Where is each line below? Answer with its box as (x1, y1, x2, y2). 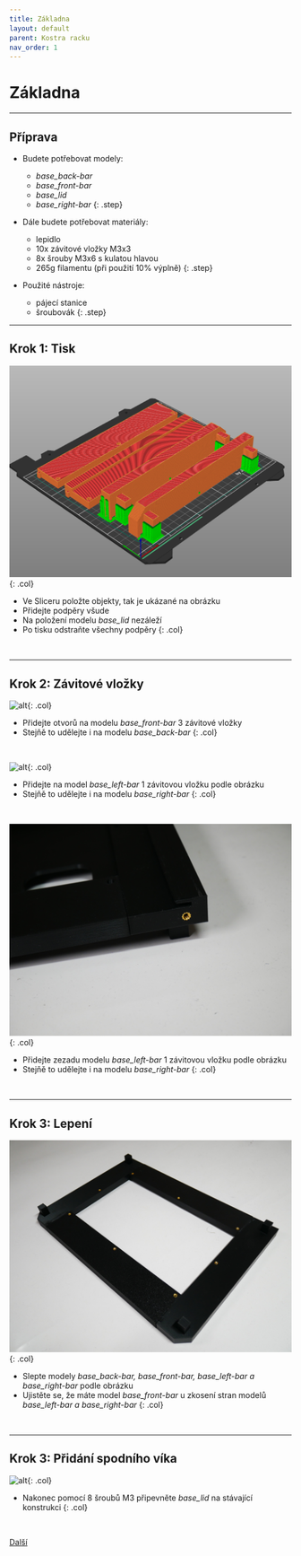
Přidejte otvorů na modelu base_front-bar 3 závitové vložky (21, 718, 243, 729)
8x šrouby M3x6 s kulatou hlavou (35, 253, 159, 264)
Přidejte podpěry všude (21, 606, 110, 616)
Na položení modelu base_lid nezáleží (21, 615, 163, 625)
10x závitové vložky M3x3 (35, 243, 132, 254)
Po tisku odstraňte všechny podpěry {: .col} (21, 625, 184, 635)
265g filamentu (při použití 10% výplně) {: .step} (35, 263, 213, 273)
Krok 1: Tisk (9, 341, 76, 356)
